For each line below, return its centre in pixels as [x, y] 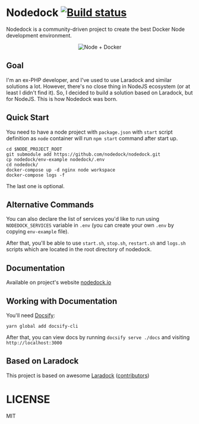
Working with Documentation [62, 301]
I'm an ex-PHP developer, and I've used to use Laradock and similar [89, 80]
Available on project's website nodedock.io [59, 283]
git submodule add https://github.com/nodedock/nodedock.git [83, 154]
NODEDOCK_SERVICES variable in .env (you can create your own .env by [90, 225]
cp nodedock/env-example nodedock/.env [56, 159]
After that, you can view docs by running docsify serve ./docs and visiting [98, 337]
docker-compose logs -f [36, 175]
